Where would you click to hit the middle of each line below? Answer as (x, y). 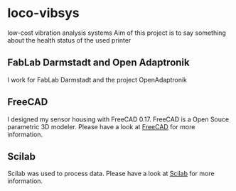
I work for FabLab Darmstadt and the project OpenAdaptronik (97, 80)
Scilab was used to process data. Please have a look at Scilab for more (111, 174)
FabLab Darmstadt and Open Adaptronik (98, 63)
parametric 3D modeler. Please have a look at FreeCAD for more (101, 126)
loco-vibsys (43, 13)
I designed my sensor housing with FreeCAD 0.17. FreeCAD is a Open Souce (118, 119)
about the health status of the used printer (69, 40)
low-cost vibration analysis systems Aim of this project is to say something (117, 33)
